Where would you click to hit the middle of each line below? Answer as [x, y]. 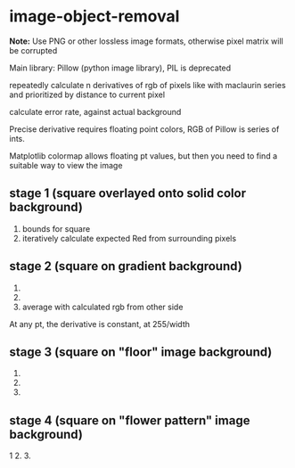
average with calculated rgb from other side [102, 307]
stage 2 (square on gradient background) [126, 266]
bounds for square [56, 228]
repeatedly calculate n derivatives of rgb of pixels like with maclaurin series [148, 85]
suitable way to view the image [66, 165]
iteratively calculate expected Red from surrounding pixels [129, 238]
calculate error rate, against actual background [95, 111]
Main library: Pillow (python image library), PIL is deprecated [120, 68]
